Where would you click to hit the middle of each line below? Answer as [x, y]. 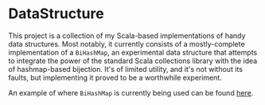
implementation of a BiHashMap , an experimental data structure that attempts [133, 52]
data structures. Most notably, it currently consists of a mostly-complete [127, 43]
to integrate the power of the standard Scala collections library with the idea [133, 61]
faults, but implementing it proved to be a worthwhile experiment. [115, 77]
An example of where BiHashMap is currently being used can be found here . [131, 92]
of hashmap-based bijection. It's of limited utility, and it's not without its [125, 69]
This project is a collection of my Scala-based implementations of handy [127, 36]
